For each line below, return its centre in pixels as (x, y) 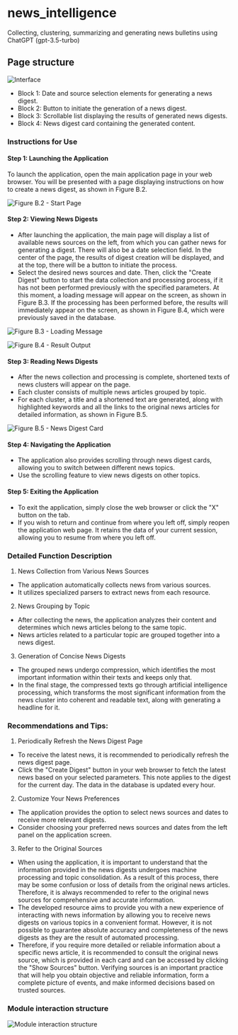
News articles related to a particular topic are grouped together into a (119, 634)
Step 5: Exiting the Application (53, 492)
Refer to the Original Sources (60, 849)
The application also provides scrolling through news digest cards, (115, 460)
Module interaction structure (58, 1009)
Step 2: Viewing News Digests (53, 219)
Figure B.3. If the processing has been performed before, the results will (123, 303)
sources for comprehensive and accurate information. (96, 900)
